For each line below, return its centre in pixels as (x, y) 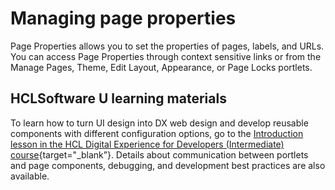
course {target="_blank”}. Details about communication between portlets (159, 154)
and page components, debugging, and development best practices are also (168, 165)
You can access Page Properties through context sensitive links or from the (166, 56)
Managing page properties (123, 18)
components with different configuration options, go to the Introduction (157, 133)
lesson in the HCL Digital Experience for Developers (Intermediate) (147, 144)
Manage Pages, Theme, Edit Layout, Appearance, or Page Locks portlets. (161, 67)
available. (30, 176)
